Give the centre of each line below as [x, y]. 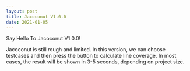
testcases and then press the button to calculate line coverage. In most [91, 56]
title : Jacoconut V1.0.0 [36, 17]
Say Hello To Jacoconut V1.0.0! [43, 39]
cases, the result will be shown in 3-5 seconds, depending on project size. [95, 62]
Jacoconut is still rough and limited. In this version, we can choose [86, 50]
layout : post [22, 11]
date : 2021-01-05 [27, 22]
